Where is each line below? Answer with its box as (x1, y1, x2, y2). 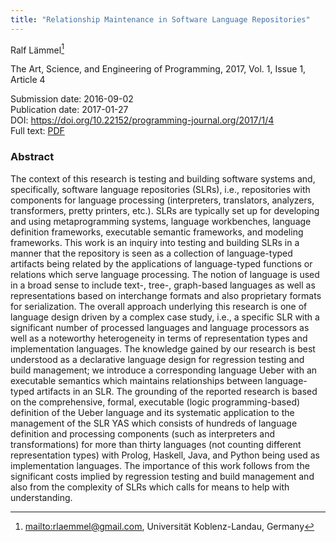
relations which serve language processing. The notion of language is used (10, 268, 320, 280)
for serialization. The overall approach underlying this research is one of (10, 300, 308, 312)
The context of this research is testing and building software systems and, (10, 172, 316, 185)
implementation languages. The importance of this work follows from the (10, 459, 310, 471)
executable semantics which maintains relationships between (10, 374, 263, 386)
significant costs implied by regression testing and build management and (10, 470, 315, 482)
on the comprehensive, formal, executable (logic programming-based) (10, 396, 301, 408)
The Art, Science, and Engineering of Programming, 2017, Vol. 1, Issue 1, (10, 63, 307, 75)
